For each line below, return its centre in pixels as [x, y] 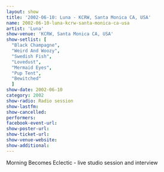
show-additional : [28, 145]
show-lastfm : [22, 106]
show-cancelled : [26, 112]
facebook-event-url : [32, 123]
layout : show [22, 12]
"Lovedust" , [27, 62]
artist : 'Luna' [25, 28]
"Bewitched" [27, 79]
